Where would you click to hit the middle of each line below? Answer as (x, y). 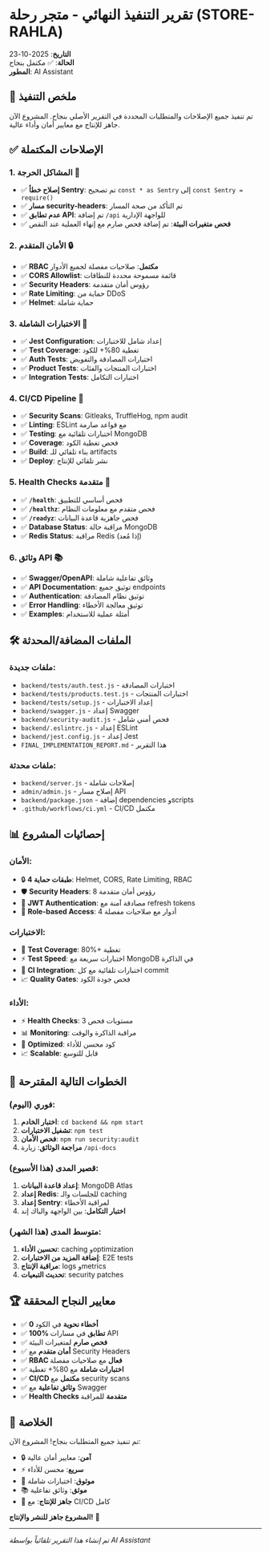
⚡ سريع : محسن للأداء (52, 1470)
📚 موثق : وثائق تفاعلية (54, 1490)
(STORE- (226, 15)
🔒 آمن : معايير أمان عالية (56, 1458)
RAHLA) (36, 32)
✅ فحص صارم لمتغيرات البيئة (64, 1342)
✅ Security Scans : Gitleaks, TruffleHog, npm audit (104, 416)
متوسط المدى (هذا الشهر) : (55, 1232)
